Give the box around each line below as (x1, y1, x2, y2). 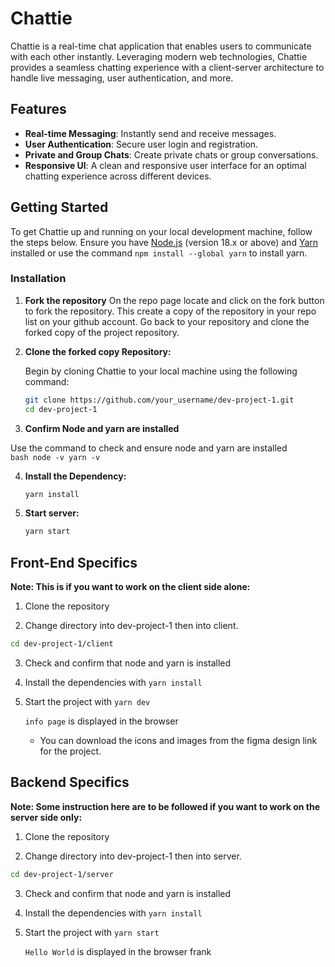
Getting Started (10, 199, 109, 216)
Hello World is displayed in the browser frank (24, 945, 212, 957)
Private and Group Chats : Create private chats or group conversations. (24, 148, 319, 161)
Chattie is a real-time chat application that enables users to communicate (10, 40, 312, 52)
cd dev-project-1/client (10, 639, 114, 649)
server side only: (10, 811, 83, 823)
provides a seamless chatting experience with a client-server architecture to (10, 61, 325, 73)
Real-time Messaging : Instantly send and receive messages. (24, 127, 277, 139)
